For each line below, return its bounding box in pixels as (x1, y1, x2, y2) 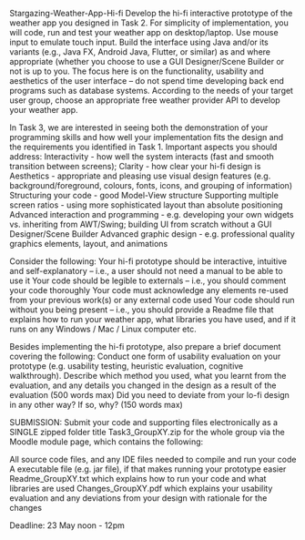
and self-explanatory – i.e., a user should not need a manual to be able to (9, 266, 284, 276)
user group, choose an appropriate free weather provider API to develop (9, 95, 280, 106)
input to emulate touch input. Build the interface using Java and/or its (9, 36, 269, 47)
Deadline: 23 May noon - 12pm (9, 520, 125, 531)
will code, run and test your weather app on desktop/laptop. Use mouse (9, 27, 280, 37)
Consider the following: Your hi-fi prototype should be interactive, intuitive (9, 256, 288, 267)
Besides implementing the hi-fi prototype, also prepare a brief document (9, 341, 281, 352)
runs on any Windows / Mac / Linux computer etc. (9, 323, 198, 334)
